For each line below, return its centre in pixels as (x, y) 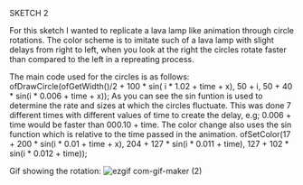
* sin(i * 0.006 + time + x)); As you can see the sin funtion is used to (136, 96)
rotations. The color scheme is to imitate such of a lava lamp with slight (142, 40)
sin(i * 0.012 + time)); (48, 153)
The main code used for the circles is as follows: (99, 77)
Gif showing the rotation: (55, 171)
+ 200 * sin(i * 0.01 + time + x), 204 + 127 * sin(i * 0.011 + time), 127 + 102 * (149, 144)
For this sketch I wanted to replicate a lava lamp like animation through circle (152, 30)
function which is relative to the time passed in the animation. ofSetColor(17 (150, 134)
